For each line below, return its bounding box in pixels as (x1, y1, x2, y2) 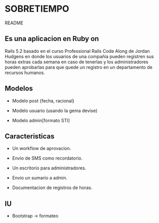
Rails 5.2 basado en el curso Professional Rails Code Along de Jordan (5, 48, 150, 54)
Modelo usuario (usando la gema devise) (12, 107, 98, 114)
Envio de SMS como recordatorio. (12, 155, 83, 161)
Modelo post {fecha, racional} (12, 97, 74, 104)
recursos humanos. (5, 69, 45, 76)
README (5, 20, 24, 26)
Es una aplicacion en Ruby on (5, 34, 99, 43)
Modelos (5, 84, 33, 93)
